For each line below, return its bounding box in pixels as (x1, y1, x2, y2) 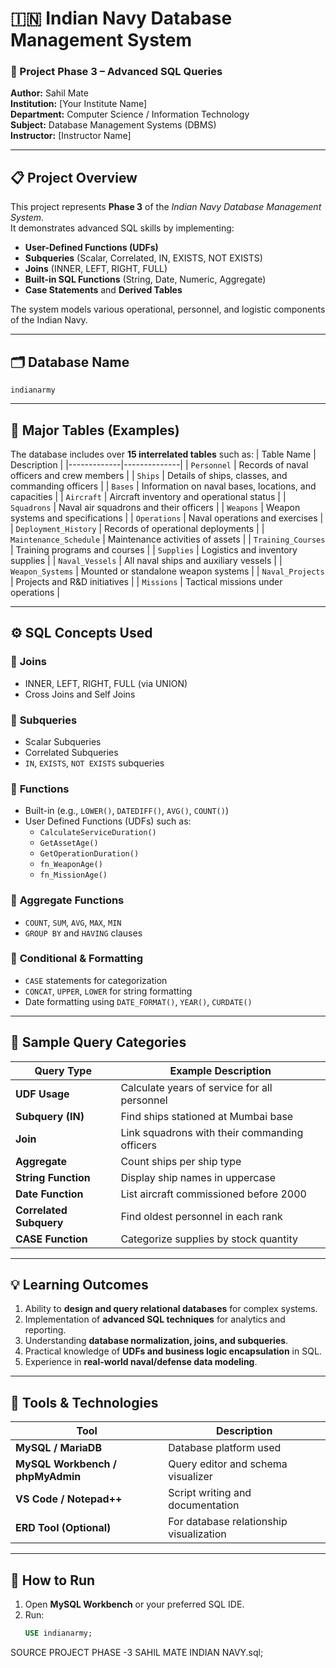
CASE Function (15, 1232, 88, 1246)
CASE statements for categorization (24, 974, 168, 986)
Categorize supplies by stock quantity (120, 1232, 298, 1246)
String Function (15, 1170, 91, 1184)
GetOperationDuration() (39, 849, 140, 859)
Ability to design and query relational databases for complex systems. (24, 1303, 318, 1315)
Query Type (34, 1063, 92, 1077)
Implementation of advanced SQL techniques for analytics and (24, 1313, 286, 1326)
